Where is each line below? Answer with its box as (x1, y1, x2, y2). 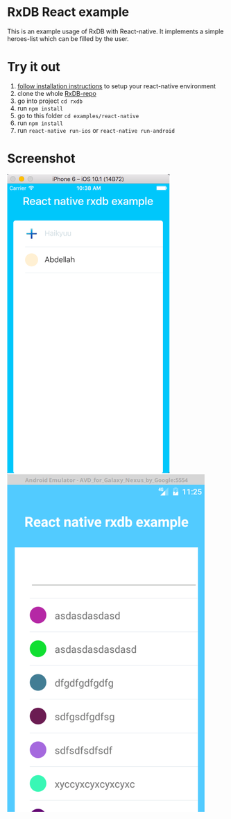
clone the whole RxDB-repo (17, 89, 97, 97)
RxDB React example (7, 4, 130, 20)
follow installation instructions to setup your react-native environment (17, 81, 216, 90)
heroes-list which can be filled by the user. (7, 34, 130, 42)
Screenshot (7, 151, 76, 167)
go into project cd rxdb (17, 97, 83, 105)
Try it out (7, 59, 60, 75)
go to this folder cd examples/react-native (17, 111, 139, 120)
